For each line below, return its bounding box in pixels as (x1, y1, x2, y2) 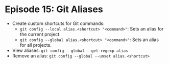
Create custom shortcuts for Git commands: (12, 20, 105, 26)
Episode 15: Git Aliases (5, 4, 103, 15)
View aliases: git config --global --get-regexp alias (12, 47, 128, 53)
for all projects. (19, 42, 52, 48)
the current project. (19, 31, 61, 37)
